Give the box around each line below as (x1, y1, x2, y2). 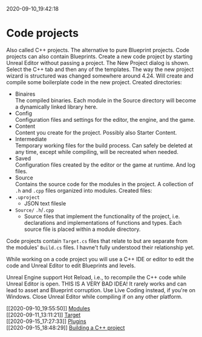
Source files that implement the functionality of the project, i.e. (24, 212, 180, 220)
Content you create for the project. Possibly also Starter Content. (15, 128, 177, 136)
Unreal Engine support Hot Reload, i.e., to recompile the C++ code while (6, 273, 186, 281)
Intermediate (15, 135, 47, 142)
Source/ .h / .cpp (15, 206, 54, 213)
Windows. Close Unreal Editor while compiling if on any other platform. (6, 293, 183, 300)
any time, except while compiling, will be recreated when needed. (15, 148, 178, 155)
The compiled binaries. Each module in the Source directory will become (15, 96, 197, 104)
